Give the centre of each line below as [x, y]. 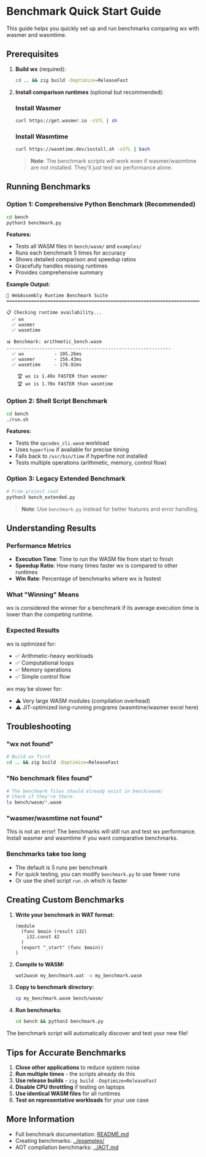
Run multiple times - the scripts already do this [75, 1073]
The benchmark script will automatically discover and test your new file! [97, 1033]
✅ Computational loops [44, 663]
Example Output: [28, 285]
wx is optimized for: [31, 644]
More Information [40, 1119]
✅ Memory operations [43, 669]
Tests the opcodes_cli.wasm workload [62, 443]
